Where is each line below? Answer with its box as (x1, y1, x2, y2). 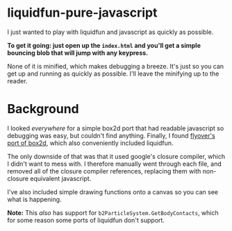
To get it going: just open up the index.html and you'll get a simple (7, 41, 201, 49)
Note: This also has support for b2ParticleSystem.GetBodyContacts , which (7, 208, 219, 216)
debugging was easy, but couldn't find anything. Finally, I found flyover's (7, 131, 215, 139)
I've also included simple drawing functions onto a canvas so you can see (7, 187, 219, 196)
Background (7, 101, 79, 117)
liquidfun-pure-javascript (7, 5, 158, 21)
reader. (7, 76, 28, 85)
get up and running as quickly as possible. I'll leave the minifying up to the (7, 69, 219, 78)
